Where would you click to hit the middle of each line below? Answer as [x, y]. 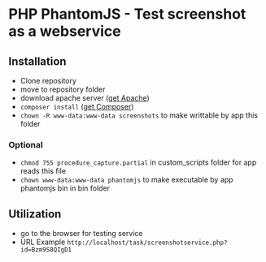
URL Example [43, 242]
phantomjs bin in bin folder [65, 188]
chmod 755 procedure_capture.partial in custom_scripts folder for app [138, 162]
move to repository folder [63, 89]
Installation [37, 61]
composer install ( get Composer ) [77, 107]
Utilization [35, 214]
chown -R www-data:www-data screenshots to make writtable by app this [139, 115]
